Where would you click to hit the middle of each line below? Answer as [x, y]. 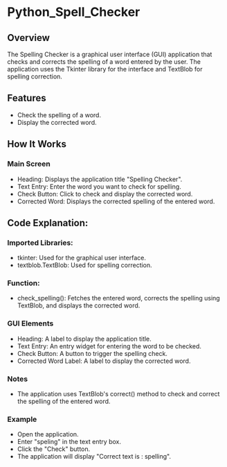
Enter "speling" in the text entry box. [69, 442]
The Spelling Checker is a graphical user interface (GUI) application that [110, 54]
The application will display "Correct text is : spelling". [94, 457]
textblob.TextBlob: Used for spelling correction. [84, 265]
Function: [24, 283]
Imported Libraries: [40, 242]
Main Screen [29, 164]
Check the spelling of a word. [59, 114]
